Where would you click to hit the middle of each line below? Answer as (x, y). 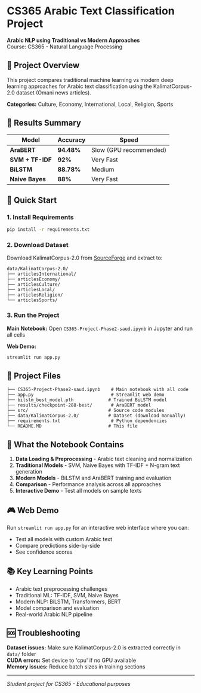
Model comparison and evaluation (57, 607)
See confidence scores (44, 552)
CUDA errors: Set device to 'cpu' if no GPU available (72, 660)
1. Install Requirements (40, 217)
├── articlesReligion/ (35, 295)
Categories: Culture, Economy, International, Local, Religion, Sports (90, 104)
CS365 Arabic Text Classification (91, 11)
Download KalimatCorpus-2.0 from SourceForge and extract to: (85, 258)
